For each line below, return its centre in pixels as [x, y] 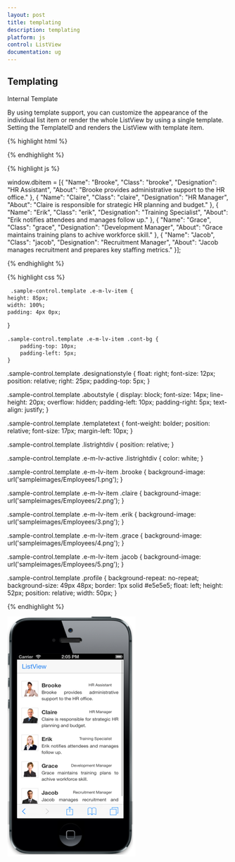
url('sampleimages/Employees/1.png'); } [65, 479]
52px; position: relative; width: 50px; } [62, 593]
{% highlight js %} [33, 168]
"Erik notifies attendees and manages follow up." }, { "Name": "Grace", [109, 220]
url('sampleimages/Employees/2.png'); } [66, 500]
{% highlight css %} [36, 277]
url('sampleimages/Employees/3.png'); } [66, 521]
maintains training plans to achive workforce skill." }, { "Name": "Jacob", [111, 235]
